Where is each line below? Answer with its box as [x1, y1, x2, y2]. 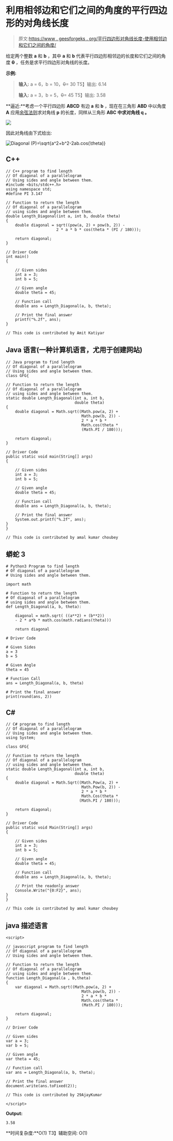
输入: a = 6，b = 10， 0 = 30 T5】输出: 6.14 [18, 81, 107, 87]
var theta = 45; [6, 1056, 40, 1061]
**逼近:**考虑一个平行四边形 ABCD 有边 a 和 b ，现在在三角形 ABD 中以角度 [6, 103, 166, 109]
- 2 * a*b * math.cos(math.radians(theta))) [15, 618, 112, 623]
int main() [6, 254, 29, 259]
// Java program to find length [6, 359, 75, 365]
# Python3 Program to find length [6, 564, 80, 569]
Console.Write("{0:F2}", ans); [15, 888, 82, 893]
